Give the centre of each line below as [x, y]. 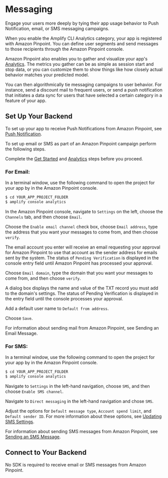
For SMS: [17, 346]
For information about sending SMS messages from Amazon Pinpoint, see [81, 431]
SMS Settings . [20, 422]
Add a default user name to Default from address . [57, 308]
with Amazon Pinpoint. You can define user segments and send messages [82, 43]
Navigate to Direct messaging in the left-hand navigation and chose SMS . [79, 401]
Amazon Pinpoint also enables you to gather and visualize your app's [76, 58]
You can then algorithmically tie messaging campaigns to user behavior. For [83, 85]
